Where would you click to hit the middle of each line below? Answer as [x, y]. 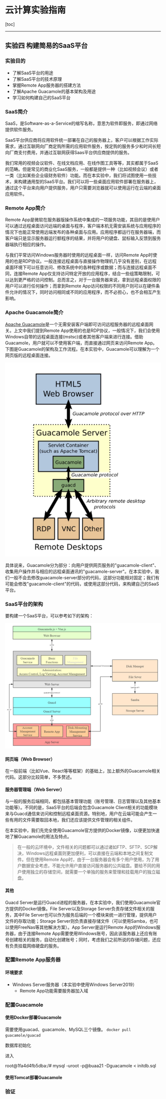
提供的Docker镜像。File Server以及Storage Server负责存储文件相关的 [80, 908]
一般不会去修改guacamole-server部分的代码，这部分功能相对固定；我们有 [84, 577]
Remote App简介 [25, 208]
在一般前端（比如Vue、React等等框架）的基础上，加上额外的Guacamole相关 [83, 771]
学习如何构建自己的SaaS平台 [41, 98]
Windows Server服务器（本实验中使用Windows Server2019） [75, 985]
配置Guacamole [24, 1005]
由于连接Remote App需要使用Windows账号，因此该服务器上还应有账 [87, 933]
